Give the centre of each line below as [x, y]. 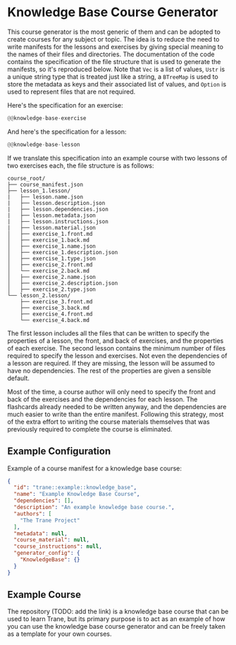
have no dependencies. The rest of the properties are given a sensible [109, 370]
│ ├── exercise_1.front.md [50, 234]
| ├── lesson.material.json [52, 227]
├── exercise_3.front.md [56, 301]
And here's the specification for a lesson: [67, 132]
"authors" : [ [33, 514]
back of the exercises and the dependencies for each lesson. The [103, 399]
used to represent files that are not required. [72, 92]
